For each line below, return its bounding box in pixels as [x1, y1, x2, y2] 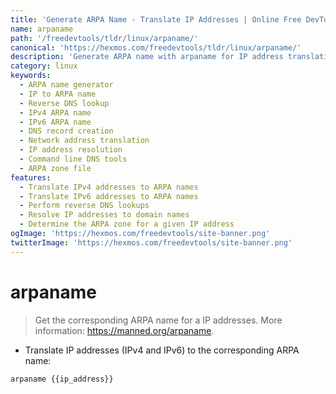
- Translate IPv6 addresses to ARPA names [19, 191, 199, 201]
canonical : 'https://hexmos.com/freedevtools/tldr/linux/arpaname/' [10, 42, 302, 53]
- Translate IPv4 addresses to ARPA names [19, 182, 199, 192]
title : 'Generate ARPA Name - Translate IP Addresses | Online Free [10, 14, 302, 25]
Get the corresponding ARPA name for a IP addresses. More [34, 314, 283, 326]
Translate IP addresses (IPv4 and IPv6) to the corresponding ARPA [24, 344, 300, 356]
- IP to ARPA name [19, 89, 97, 99]
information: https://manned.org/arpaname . [34, 324, 215, 336]
